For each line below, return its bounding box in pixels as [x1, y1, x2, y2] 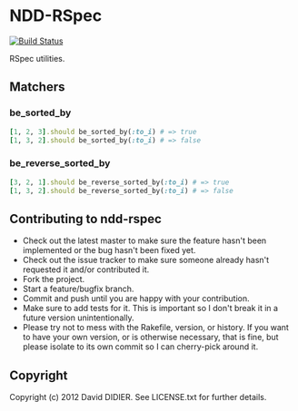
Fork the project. [22, 274, 85, 285]
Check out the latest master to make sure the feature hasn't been [22, 235, 267, 246]
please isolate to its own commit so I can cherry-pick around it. [22, 341, 259, 352]
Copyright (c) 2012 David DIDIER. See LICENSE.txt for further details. [9, 392, 267, 403]
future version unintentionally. [22, 312, 134, 323]
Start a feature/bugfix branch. [22, 283, 134, 295]
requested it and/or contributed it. [22, 264, 150, 275]
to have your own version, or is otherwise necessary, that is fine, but [22, 332, 279, 343]
